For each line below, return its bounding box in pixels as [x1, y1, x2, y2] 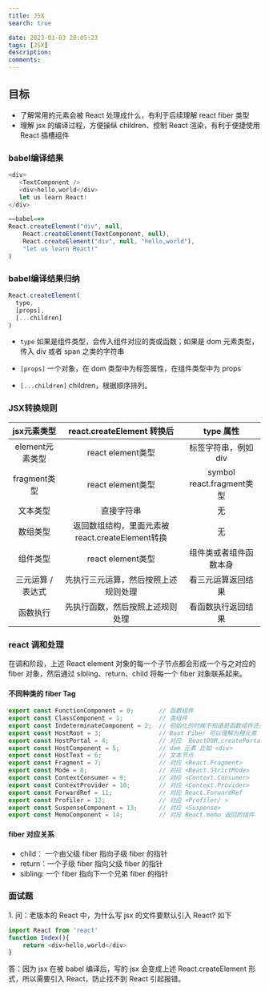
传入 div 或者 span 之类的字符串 [19, 347, 125, 356]
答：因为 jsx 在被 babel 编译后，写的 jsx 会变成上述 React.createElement [8, 964, 247, 973]
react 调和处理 [8, 639, 64, 650]
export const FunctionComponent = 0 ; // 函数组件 [8, 707, 194, 715]
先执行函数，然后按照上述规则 [65, 601, 178, 612]
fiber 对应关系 [8, 829, 54, 839]
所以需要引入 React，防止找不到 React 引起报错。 [22, 974, 186, 984]
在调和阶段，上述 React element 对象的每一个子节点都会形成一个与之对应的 [8, 659, 256, 668]
